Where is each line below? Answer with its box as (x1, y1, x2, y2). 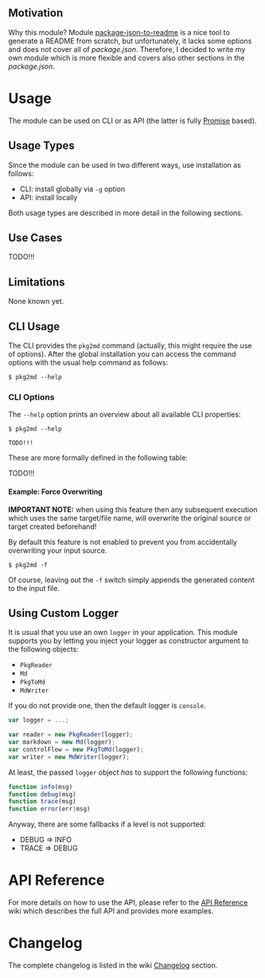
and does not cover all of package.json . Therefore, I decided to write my (8, 44, 246, 54)
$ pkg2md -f (8, 561, 48, 569)
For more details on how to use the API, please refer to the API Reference (8, 897, 248, 908)
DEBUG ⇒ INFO (19, 835, 72, 845)
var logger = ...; (8, 716, 69, 724)
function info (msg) (8, 783, 73, 791)
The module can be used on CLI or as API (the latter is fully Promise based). (8, 116, 257, 125)
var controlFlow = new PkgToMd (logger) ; (8, 745, 145, 753)
